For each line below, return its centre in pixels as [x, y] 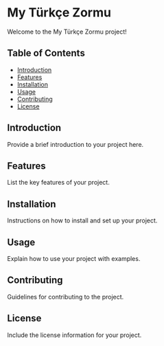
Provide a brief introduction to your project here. [75, 144]
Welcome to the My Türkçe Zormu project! [67, 32]
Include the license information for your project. [74, 335]
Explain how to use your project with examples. [74, 258]
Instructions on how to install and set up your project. [82, 220]
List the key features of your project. [58, 183]
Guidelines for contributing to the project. [66, 297]
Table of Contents [46, 53]
